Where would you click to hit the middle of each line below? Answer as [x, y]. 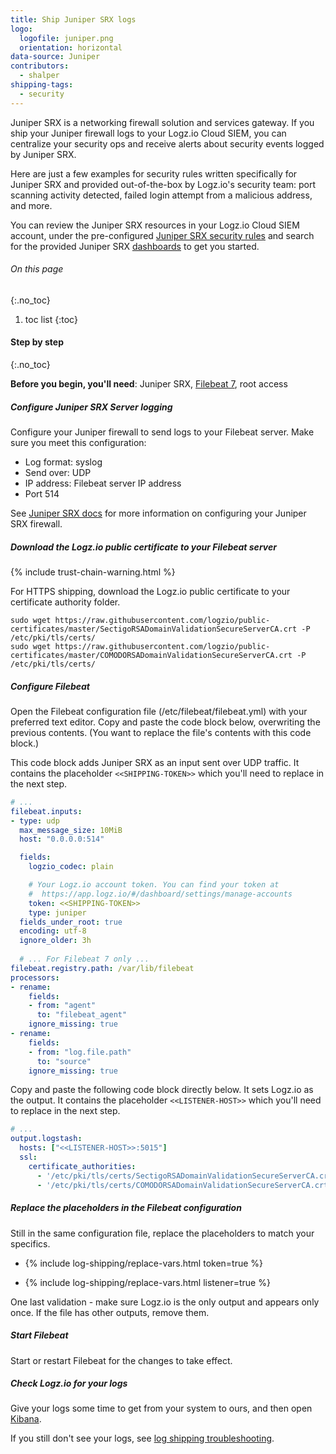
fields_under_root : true [71, 922]
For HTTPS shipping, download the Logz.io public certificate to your [150, 591]
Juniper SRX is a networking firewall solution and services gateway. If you [162, 122]
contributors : [40, 66]
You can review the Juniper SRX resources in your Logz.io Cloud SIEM [155, 225]
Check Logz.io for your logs [69, 1383]
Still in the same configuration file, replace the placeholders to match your [162, 1233]
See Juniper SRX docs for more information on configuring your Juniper [158, 513]
